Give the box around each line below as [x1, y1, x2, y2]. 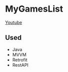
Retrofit [12, 57, 28, 63]
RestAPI [12, 62, 29, 68]
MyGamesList [5, 3, 63, 15]
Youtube [5, 19, 22, 25]
